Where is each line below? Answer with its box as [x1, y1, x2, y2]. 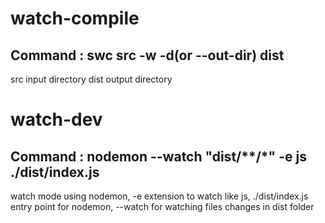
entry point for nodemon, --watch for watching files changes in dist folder [10, 201, 315, 212]
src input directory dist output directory [10, 73, 173, 85]
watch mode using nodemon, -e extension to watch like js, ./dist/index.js [10, 190, 309, 202]
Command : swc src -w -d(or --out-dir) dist [10, 47, 285, 64]
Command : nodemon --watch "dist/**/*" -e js [10, 148, 307, 165]
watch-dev [10, 108, 103, 131]
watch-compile [10, 7, 140, 30]
